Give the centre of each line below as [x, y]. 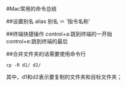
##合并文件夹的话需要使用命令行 [46, 54]
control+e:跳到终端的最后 [37, 41]
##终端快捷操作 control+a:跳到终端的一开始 [59, 34]
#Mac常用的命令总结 [31, 9]
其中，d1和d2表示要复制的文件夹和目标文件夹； [64, 77]
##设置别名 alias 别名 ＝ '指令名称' [48, 21]
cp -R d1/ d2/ [24, 65]
